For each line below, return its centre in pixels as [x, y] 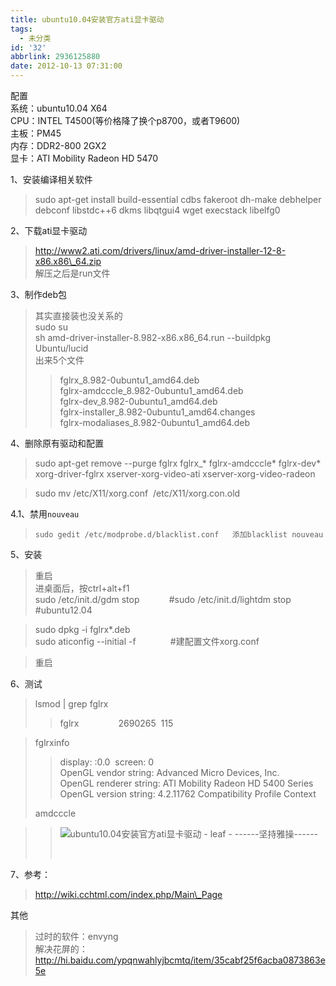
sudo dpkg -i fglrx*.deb [82, 629]
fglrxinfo [52, 742]
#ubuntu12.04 [63, 610]
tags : [21, 29]
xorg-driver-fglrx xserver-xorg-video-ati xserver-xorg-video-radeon [175, 474]
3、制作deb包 [38, 294]
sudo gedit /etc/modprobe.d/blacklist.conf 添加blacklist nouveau [179, 535]
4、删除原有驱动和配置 [57, 443]
